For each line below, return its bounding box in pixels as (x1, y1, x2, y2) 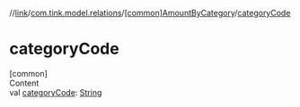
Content (9, 78, 40, 88)
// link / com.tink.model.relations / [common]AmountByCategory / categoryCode (9, 8, 291, 18)
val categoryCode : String (9, 86, 102, 97)
